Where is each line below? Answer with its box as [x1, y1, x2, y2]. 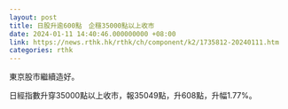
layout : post [9, 12, 58, 22]
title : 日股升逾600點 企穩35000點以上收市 [9, 21, 155, 30]
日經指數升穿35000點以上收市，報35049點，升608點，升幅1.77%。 [9, 90, 257, 101]
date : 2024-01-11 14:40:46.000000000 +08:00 [9, 29, 176, 38]
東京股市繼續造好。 [9, 72, 80, 82]
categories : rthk [9, 46, 74, 55]
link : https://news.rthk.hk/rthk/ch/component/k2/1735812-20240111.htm [9, 37, 279, 47]
